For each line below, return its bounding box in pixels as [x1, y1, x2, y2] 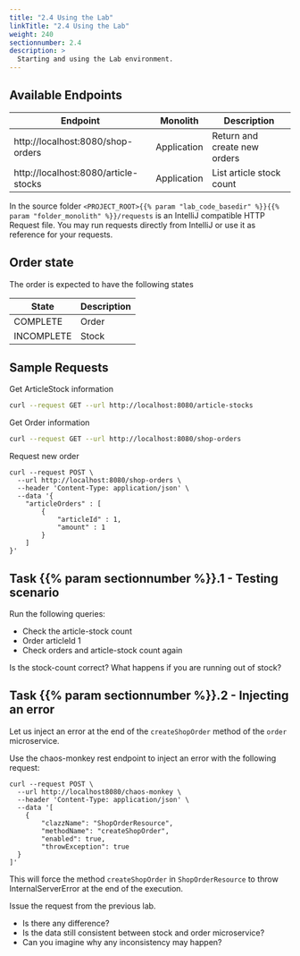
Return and [212, 129, 259, 141]
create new [212, 141, 259, 153]
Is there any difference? [21, 918, 110, 928]
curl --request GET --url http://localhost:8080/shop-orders [9, 435, 242, 444]
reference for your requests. [9, 229, 113, 240]
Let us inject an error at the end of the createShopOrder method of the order [9, 726, 287, 737]
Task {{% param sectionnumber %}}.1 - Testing [9, 570, 279, 586]
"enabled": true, [41, 834, 105, 843]
